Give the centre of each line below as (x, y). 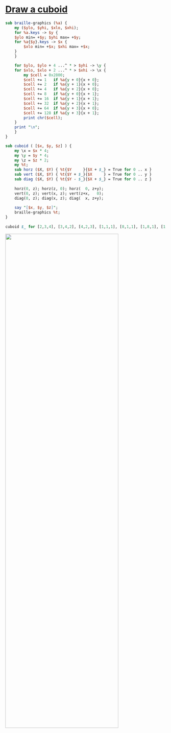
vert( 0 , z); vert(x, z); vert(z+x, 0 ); (59, 193)
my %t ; (21, 165)
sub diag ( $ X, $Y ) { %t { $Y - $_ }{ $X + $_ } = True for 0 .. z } (83, 179)
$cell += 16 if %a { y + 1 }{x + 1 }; (62, 99)
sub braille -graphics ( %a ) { (36, 23)
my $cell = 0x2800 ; (44, 75)
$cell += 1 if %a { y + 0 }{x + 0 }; (62, 80)
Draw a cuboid (36, 9)
